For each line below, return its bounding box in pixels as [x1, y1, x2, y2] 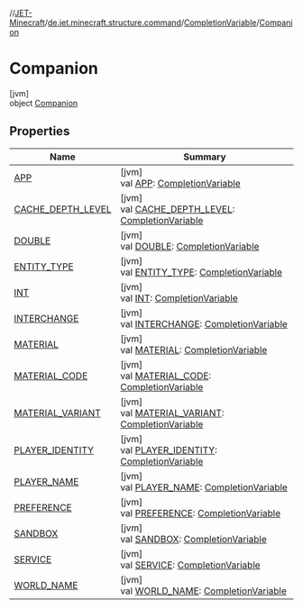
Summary [183, 150, 227, 163]
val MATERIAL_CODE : [120, 369, 212, 382]
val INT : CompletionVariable [120, 292, 238, 304]
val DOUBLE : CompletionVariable [120, 240, 260, 252]
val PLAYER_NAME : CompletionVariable [120, 481, 289, 494]
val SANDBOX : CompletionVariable [120, 532, 268, 545]
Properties [9, 123, 70, 139]
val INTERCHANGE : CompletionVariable [120, 317, 289, 330]
